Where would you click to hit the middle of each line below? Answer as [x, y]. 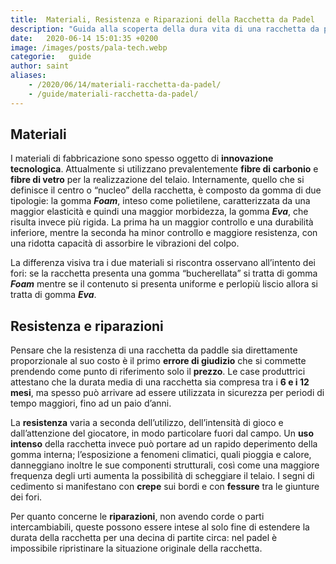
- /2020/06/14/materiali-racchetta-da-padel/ [125, 85]
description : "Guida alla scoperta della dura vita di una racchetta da [165, 29]
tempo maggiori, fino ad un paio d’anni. [91, 403]
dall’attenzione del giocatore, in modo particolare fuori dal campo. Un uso [162, 433]
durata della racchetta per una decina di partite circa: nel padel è [144, 538]
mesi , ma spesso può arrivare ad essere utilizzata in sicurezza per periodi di [167, 393]
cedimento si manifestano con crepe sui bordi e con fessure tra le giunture [165, 487]
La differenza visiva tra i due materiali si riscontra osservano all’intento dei [163, 263]
